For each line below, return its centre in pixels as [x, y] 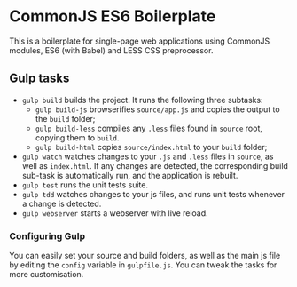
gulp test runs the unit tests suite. [85, 185]
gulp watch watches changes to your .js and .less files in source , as [148, 156]
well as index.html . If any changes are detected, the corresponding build [155, 165]
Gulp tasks [39, 79]
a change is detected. [62, 203]
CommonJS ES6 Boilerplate [113, 16]
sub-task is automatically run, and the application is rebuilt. [130, 175]
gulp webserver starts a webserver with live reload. [115, 213]
